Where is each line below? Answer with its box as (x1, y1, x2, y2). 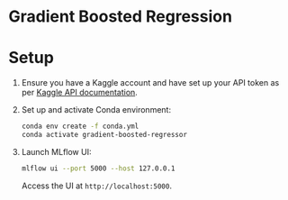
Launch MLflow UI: (21, 146, 92, 157)
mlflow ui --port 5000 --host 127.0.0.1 (21, 164, 175, 173)
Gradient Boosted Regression (8, 6, 233, 27)
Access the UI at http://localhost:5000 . (21, 180, 173, 191)
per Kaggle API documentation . (21, 87, 139, 98)
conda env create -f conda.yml (21, 122, 139, 132)
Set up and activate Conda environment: (21, 105, 172, 115)
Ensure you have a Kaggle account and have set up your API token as (21, 77, 280, 88)
